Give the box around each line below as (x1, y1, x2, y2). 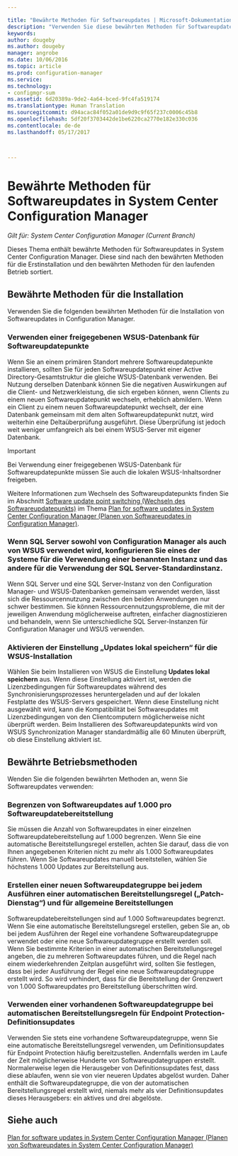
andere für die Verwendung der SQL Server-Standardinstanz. (7, 563, 223, 573)
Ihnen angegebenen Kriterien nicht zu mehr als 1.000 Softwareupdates (7, 847, 214, 856)
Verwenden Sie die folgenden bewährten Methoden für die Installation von (7, 307, 225, 316)
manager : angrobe (7, 50, 59, 57)
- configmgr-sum (7, 89, 55, 96)
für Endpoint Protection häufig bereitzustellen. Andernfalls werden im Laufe (7, 1048, 228, 1057)
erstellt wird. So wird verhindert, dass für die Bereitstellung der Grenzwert (7, 974, 223, 983)
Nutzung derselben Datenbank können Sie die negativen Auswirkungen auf (7, 380, 227, 389)
